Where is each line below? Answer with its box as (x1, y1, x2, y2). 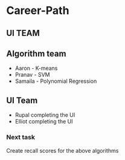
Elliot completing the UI (14, 118, 73, 125)
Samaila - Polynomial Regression (14, 77, 97, 85)
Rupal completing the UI (14, 111, 75, 119)
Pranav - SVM (14, 71, 50, 78)
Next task (6, 133, 35, 142)
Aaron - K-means (14, 64, 58, 72)
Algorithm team (6, 48, 66, 58)
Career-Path (6, 4, 69, 18)
